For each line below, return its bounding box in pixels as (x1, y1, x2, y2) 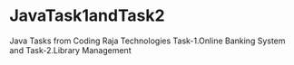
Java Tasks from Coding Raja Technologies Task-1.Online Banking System (9, 35, 286, 46)
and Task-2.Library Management (9, 44, 132, 55)
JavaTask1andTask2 (9, 5, 165, 26)
